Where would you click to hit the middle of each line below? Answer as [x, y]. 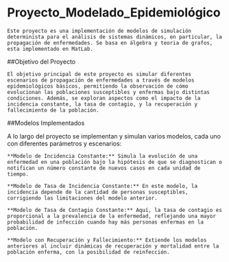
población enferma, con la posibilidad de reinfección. [88, 252]
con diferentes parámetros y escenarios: [64, 143]
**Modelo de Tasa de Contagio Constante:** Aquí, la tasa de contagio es [115, 210]
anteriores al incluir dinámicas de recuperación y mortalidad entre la [113, 246]
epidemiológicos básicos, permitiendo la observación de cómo [98, 86]
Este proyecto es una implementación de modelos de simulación [99, 31]
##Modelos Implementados [46, 123]
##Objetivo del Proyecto [41, 61]
